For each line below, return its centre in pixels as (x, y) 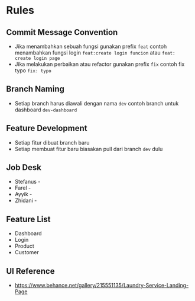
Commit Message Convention (62, 32)
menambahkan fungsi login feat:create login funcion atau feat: (95, 53)
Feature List (28, 219)
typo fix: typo (33, 71)
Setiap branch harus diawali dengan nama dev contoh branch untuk (97, 103)
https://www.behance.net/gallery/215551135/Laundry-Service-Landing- (102, 286)
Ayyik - (23, 194)
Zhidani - (26, 201)
